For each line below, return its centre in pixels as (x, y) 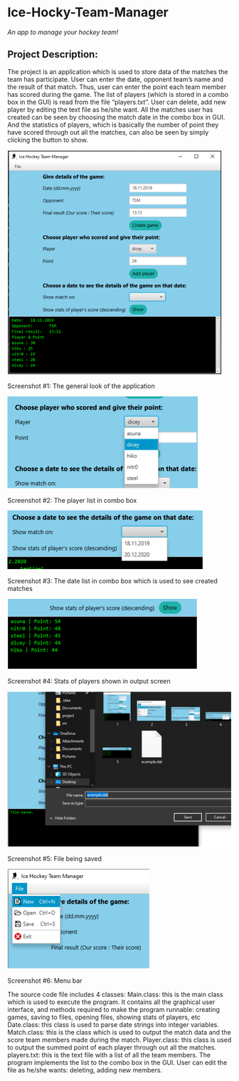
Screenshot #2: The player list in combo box (72, 500)
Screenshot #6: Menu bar (45, 981)
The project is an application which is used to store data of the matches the (118, 71)
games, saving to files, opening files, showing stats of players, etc (104, 1017)
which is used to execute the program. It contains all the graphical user (111, 1002)
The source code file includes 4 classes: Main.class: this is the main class (115, 995)
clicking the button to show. (48, 140)
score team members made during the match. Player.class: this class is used (119, 1040)
